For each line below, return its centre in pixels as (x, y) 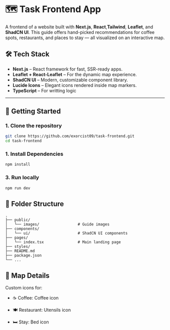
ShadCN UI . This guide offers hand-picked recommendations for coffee (80, 32)
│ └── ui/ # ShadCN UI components (67, 234)
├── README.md (20, 251)
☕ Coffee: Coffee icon (36, 298)
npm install (18, 164)
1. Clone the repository (34, 126)
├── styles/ (18, 247)
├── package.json (24, 256)
